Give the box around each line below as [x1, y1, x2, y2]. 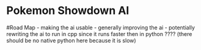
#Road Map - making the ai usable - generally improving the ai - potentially [6, 24, 196, 31]
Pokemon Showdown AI [6, 4, 130, 18]
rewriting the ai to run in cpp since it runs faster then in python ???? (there [6, 30, 192, 37]
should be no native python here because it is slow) [6, 37, 136, 44]
